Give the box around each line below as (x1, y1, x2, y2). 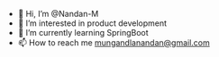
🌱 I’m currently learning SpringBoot (17, 28, 149, 37)
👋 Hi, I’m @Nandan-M (17, 9, 99, 19)
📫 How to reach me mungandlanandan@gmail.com (17, 37, 210, 48)
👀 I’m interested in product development (17, 18, 168, 28)
